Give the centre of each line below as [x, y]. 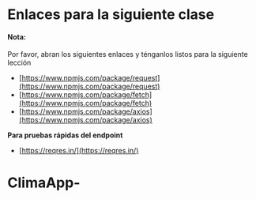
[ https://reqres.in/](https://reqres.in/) [79, 151]
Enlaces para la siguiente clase [111, 15]
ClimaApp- [44, 182]
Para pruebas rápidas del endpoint [65, 135]
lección [19, 63]
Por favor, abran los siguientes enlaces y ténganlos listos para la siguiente [128, 54]
